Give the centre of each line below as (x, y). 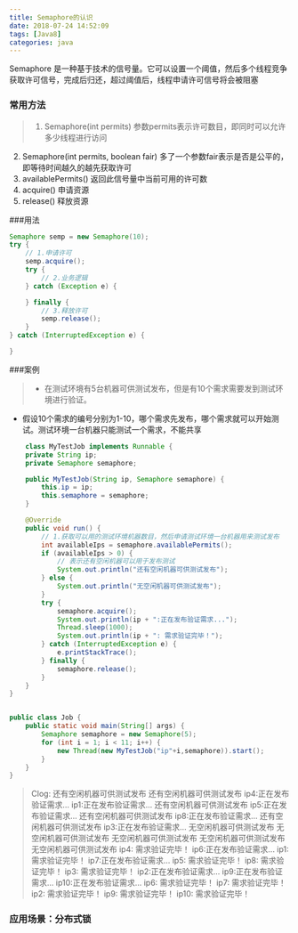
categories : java (41, 42)
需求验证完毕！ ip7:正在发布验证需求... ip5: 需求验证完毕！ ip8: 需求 (153, 861)
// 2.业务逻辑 (64, 278)
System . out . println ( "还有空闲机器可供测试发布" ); (142, 570)
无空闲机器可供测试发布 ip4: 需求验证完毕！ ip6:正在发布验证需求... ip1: (160, 849)
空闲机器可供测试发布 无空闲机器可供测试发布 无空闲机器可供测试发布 (158, 839)
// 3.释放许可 (64, 311)
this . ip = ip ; (67, 487)
